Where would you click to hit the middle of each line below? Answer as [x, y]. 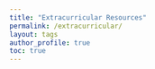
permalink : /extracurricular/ [66, 26]
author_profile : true [50, 43]
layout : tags [34, 34]
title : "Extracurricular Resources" [78, 17]
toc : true [28, 51]
